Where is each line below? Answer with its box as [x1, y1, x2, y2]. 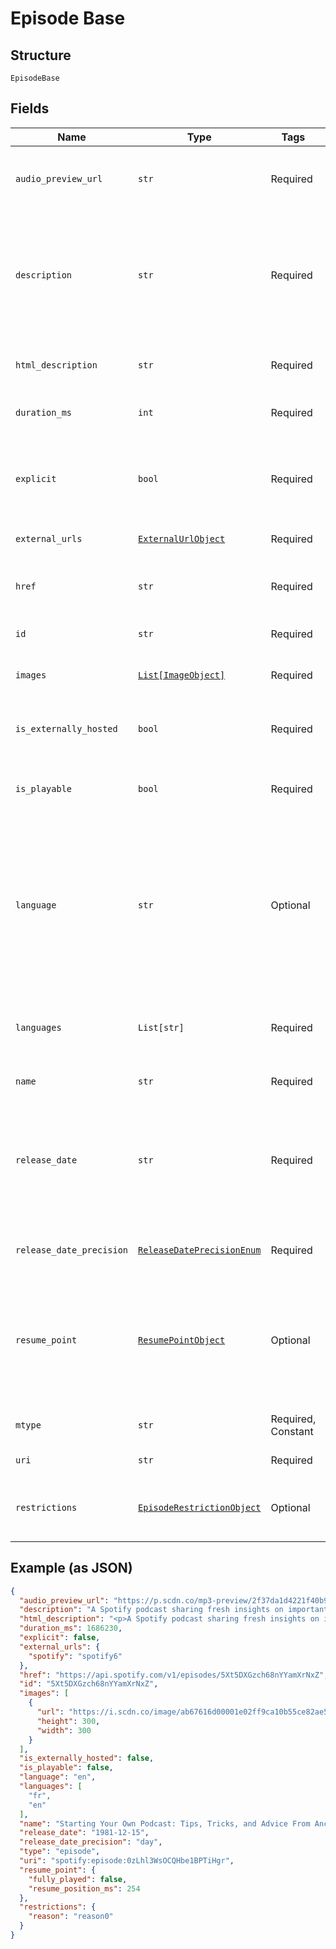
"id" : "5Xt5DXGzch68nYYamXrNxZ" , [19, 1679, 159, 1689]
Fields [10, 100, 50, 117]
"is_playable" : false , [19, 1763, 114, 1773]
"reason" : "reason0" [28, 1912, 114, 1922]
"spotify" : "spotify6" [28, 1651, 123, 1661]
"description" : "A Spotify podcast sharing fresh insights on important [19, 1605, 329, 1615]
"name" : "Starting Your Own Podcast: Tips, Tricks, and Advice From [19, 1818, 311, 1829]
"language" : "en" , [19, 1772, 97, 1782]
